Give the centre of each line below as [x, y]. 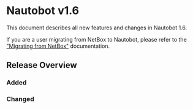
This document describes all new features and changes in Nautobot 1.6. [97, 28]
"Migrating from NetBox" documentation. [58, 46]
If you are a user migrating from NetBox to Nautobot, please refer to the [96, 39]
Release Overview [42, 65]
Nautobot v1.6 [43, 11]
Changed [21, 99]
